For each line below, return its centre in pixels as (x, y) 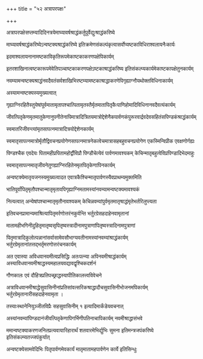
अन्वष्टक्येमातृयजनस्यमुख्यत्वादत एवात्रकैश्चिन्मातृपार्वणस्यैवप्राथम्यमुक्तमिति (74, 177)
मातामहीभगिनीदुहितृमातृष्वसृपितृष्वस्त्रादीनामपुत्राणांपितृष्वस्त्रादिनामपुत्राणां (71, 225)
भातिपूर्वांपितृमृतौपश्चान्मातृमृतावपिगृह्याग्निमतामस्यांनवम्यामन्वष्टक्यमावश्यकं (73, 189)
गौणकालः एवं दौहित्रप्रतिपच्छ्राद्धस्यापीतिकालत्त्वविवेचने (54, 275)
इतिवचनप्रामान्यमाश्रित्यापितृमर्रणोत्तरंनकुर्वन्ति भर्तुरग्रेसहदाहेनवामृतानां (68, 213)
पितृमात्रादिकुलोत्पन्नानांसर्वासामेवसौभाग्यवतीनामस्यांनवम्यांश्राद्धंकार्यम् (67, 237)
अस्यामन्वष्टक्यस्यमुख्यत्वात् (31, 93)
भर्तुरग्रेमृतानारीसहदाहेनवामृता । (35, 294)
